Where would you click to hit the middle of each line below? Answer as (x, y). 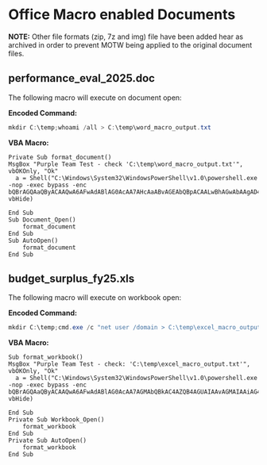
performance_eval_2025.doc (81, 78)
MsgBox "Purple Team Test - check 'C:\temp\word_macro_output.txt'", (126, 164)
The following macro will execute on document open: (95, 98)
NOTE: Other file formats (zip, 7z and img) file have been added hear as (126, 37)
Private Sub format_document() (60, 157)
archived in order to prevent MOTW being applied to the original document (130, 44)
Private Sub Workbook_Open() (56, 420)
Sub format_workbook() (46, 357)
